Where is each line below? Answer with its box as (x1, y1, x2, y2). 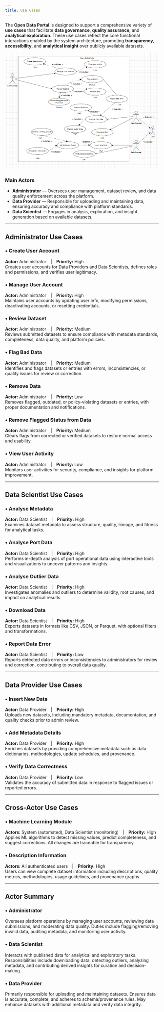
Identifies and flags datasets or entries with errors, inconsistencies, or (5, 365, 146, 371)
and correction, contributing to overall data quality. (5, 662, 107, 668)
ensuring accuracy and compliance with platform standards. (12, 203, 133, 209)
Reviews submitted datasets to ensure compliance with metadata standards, (5, 331, 159, 337)
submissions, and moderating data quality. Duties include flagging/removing (5, 923, 158, 929)
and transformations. (5, 628, 47, 634)
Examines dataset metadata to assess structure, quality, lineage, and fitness (5, 522, 158, 528)
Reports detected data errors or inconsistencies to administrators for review (5, 657, 158, 663)
